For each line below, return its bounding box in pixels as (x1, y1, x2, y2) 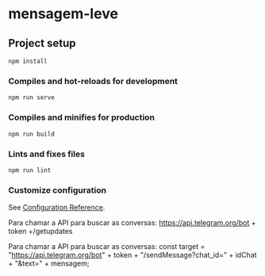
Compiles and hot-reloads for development (8, 75, 179, 86)
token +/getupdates (8, 227, 73, 236)
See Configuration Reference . (8, 203, 106, 213)
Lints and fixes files (8, 148, 86, 159)
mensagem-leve (8, 5, 119, 23)
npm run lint (8, 166, 52, 174)
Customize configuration (8, 184, 107, 195)
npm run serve (8, 94, 56, 102)
